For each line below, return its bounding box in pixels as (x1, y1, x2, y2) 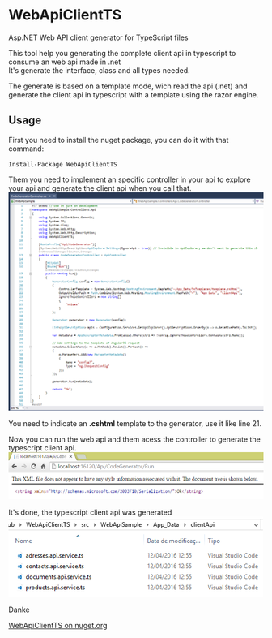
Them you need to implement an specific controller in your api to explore (8, 175, 251, 184)
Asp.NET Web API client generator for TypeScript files (8, 32, 189, 42)
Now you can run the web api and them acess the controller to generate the (8, 434, 261, 444)
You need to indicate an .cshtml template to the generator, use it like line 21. (8, 419, 262, 429)
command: (8, 144, 45, 153)
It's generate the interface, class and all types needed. (8, 65, 190, 75)
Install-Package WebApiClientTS (8, 160, 117, 168)
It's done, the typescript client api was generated (8, 507, 172, 517)
